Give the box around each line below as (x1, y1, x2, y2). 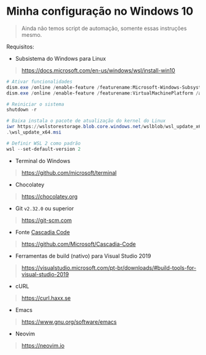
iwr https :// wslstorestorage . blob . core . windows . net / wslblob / (6, 124, 166, 130)
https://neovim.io (21, 342, 65, 349)
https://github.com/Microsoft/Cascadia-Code (21, 240, 136, 248)
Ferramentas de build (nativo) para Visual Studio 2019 (15, 252, 151, 259)
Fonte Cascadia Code (15, 228, 71, 235)
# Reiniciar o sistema (6, 101, 64, 107)
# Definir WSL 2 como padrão (6, 140, 81, 147)
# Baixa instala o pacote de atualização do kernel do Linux (6, 118, 166, 124)
